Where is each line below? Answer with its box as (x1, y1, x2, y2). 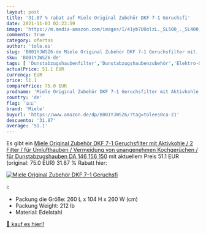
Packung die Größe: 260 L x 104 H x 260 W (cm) (15, 195, 138, 203)
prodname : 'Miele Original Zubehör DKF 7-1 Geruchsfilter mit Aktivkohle (6, 89, 199, 95)
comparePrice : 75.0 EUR (6, 83, 67, 89)
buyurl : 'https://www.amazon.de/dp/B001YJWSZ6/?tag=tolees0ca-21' (6, 111, 180, 118)
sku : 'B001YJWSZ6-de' (6, 55, 62, 61)
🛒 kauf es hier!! (6, 221, 45, 228)
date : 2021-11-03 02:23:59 (6, 20, 75, 26)
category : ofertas (6, 37, 53, 43)
